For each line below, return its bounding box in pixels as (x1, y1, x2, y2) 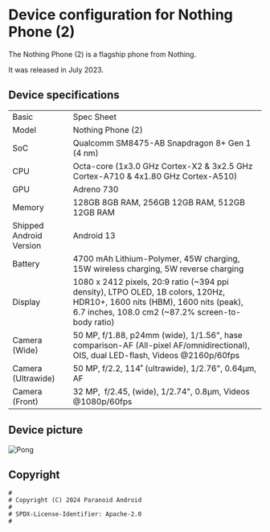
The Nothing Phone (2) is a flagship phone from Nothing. (8, 49, 197, 59)
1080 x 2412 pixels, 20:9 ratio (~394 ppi (72, 276, 229, 287)
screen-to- (197, 306, 241, 317)
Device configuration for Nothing (8, 6, 233, 24)
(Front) (12, 396, 39, 407)
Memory (12, 201, 44, 212)
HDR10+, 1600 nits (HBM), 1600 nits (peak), (72, 296, 243, 307)
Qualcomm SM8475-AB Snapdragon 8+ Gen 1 (72, 137, 252, 148)
